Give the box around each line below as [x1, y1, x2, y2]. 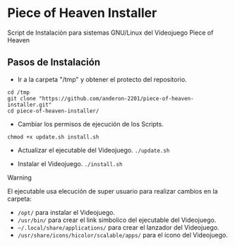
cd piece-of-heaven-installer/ [7, 107, 100, 115]
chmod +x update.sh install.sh [7, 133, 100, 141]
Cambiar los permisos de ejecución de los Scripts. [17, 119, 164, 128]
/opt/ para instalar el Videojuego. [17, 208, 115, 216]
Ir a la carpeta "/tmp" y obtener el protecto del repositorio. [17, 75, 187, 83]
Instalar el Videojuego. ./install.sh [17, 159, 123, 168]
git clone [7, 95, 37, 102]
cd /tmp [7, 88, 30, 96]
